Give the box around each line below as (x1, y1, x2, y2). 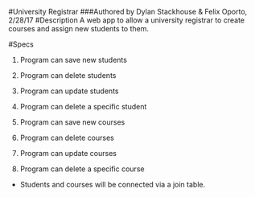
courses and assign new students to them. (8, 24, 149, 33)
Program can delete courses (19, 133, 115, 142)
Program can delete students (19, 71, 117, 80)
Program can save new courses (19, 117, 125, 127)
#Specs (8, 39, 34, 49)
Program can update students (19, 86, 119, 96)
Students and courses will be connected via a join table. (19, 180, 206, 189)
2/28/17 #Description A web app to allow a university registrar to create (8, 15, 245, 25)
